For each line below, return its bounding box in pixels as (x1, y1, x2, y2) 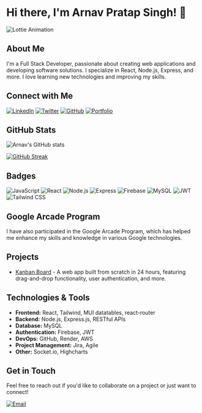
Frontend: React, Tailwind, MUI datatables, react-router (15, 309, 155, 316)
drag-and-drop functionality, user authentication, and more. (15, 274, 166, 282)
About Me (6, 44, 45, 54)
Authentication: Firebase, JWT (15, 328, 95, 336)
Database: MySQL (15, 322, 62, 329)
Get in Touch (6, 366, 56, 376)
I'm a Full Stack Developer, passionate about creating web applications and (6, 60, 196, 67)
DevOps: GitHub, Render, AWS (15, 334, 94, 342)
